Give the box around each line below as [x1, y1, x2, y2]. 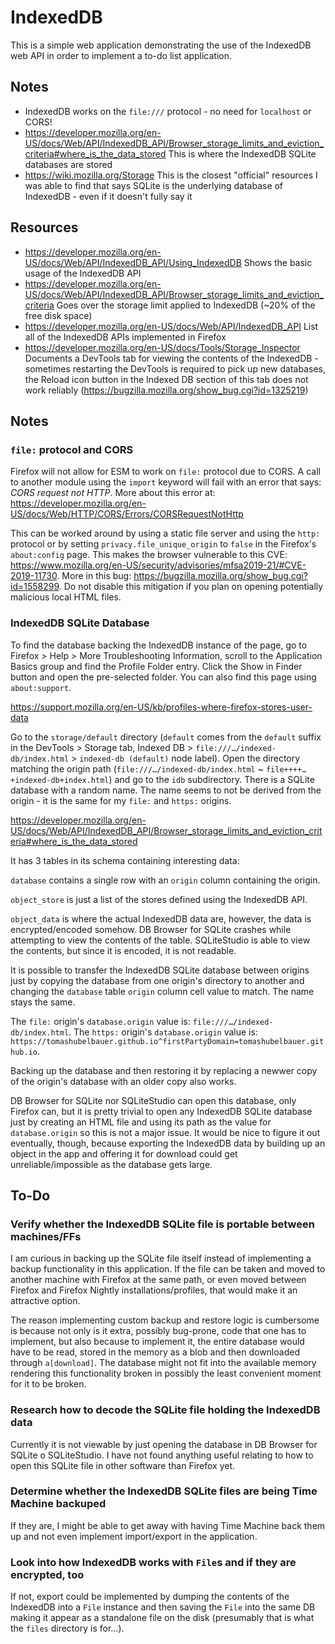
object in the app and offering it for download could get [10, 1147, 238, 1160]
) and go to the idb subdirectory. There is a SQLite [108, 773, 315, 785]
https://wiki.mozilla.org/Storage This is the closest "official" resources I [24, 169, 318, 181]
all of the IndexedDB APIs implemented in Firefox [24, 331, 227, 343]
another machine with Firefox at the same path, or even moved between [10, 1274, 307, 1286]
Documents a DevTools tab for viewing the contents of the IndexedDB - [24, 352, 319, 364]
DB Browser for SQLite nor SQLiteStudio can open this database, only [10, 1094, 297, 1106]
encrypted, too [10, 1567, 85, 1581]
